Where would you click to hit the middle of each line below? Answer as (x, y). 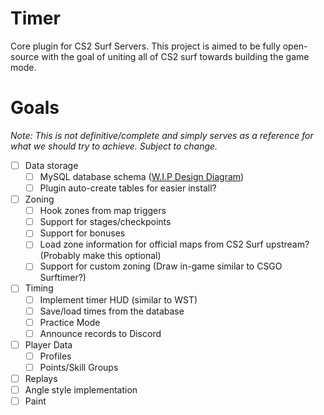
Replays (41, 378)
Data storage (51, 165)
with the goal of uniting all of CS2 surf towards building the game (175, 56)
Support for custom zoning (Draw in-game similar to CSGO (161, 266)
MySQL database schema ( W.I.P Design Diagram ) (142, 176)
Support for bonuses (82, 233)
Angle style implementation (81, 390)
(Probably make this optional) (100, 256)
